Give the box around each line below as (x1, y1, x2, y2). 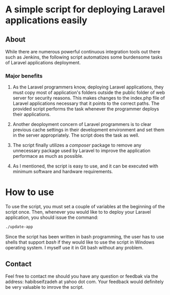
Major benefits (5, 72, 42, 79)
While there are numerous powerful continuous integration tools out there (5, 49, 160, 54)
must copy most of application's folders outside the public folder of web (12, 89, 165, 96)
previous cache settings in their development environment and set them (12, 127, 165, 133)
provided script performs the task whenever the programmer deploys (12, 106, 159, 112)
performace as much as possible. (12, 153, 83, 159)
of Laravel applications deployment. (5, 60, 81, 65)
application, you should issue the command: (5, 214, 99, 220)
